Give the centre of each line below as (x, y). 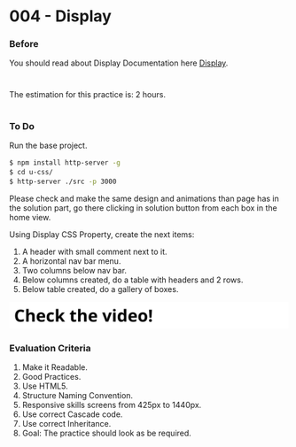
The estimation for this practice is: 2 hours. (88, 94)
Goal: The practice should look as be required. (107, 433)
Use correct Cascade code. (72, 414)
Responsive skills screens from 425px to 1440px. (112, 405)
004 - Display (61, 16)
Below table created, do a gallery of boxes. (100, 289)
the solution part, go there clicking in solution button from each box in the (143, 208)
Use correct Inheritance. (66, 424)
